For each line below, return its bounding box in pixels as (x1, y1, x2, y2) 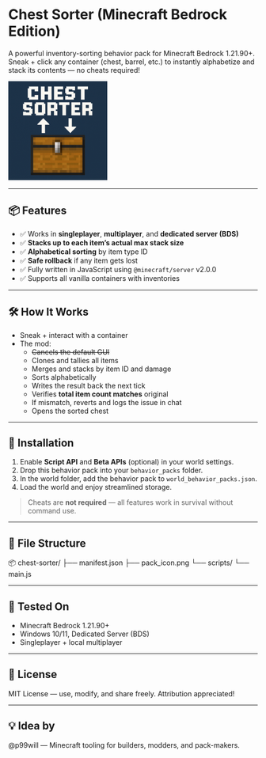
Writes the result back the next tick (31, 381, 146, 390)
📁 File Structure (8, 536, 86, 550)
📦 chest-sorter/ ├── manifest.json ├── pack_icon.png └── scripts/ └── (8, 558, 249, 567)
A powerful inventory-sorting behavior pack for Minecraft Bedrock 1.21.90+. (8, 48, 256, 58)
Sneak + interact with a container (19, 330, 128, 339)
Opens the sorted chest (31, 406, 109, 415)
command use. (27, 506, 77, 516)
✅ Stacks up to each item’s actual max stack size (19, 237, 184, 247)
